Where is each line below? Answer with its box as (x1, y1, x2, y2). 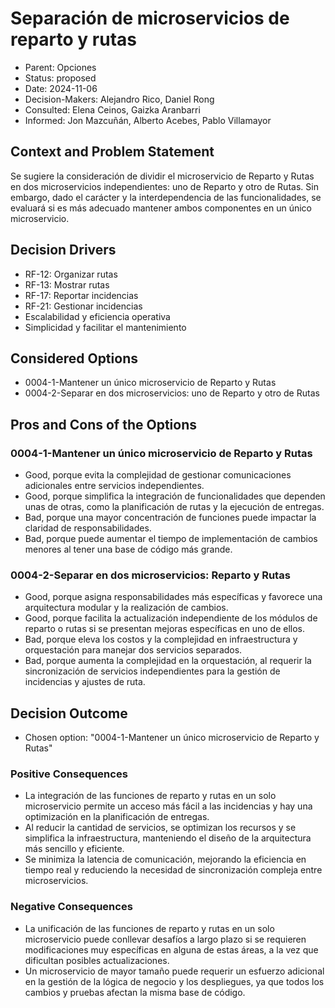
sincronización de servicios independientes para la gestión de (24, 665, 281, 677)
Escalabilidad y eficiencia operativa (24, 310, 171, 322)
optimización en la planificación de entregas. (24, 811, 210, 823)
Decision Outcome (10, 705, 128, 722)
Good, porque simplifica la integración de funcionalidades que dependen (24, 490, 326, 502)
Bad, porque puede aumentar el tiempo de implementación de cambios (24, 533, 318, 545)
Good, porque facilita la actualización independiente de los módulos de (24, 612, 318, 624)
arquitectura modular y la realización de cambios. (24, 602, 229, 614)
